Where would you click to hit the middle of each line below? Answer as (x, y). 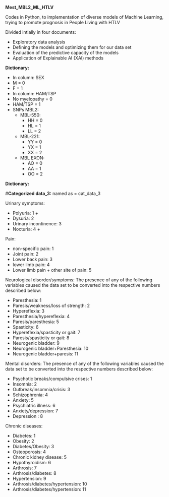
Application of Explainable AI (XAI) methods (58, 58)
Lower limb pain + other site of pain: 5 (52, 270)
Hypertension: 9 (29, 479)
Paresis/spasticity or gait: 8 (41, 338)
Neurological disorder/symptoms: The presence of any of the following (79, 280)
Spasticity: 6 (25, 327)
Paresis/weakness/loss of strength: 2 (51, 305)
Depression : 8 (28, 416)
